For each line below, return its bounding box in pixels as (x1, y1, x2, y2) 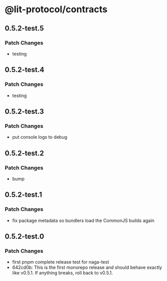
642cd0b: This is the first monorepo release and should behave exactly (12, 264, 162, 271)
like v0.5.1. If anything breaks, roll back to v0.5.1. (12, 270, 113, 276)
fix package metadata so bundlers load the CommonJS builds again (12, 217, 155, 223)
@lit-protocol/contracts (5, 4, 108, 15)
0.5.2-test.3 (5, 107, 44, 116)
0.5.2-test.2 (5, 149, 44, 158)
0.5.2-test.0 (5, 232, 44, 241)
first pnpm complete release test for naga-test (12, 259, 109, 265)
